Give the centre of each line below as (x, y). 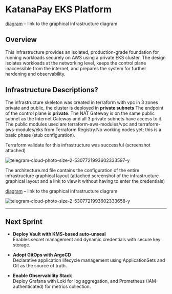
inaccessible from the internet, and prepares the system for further (76, 68)
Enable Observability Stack (42, 276)
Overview (21, 40)
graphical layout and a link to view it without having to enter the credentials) (85, 181)
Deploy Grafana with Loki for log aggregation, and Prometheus (79, 281)
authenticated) (28, 287)
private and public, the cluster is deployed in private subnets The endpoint (84, 108)
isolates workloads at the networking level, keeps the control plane (76, 63)
